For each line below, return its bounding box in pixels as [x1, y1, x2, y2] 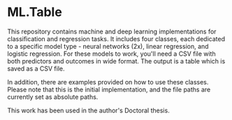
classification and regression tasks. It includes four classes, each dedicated [7, 34, 226, 43]
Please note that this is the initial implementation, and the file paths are [7, 85, 211, 93]
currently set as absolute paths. [7, 92, 99, 101]
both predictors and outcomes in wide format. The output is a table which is [7, 57, 226, 65]
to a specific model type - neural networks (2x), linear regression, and [7, 42, 209, 50]
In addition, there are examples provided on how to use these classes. [7, 77, 209, 86]
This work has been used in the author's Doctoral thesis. [7, 106, 170, 114]
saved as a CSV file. [7, 64, 65, 73]
